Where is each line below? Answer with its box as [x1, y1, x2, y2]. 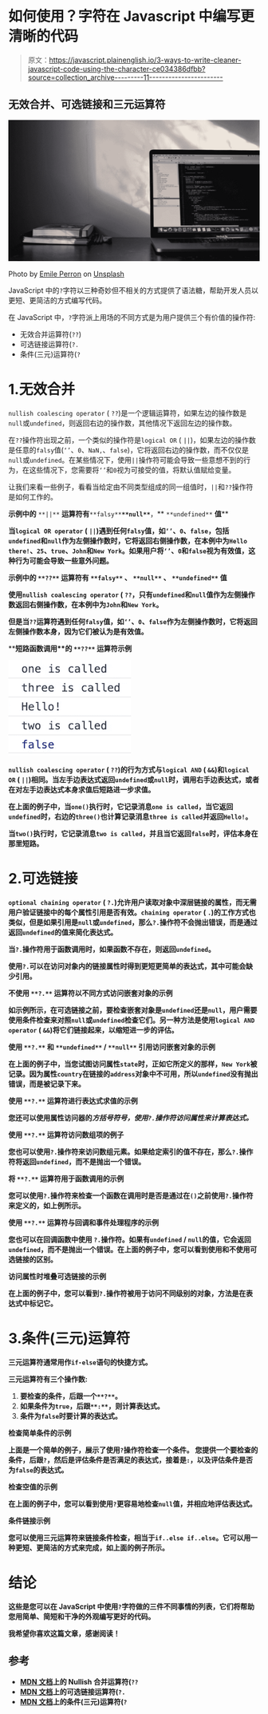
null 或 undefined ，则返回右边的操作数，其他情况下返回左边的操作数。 [8, 418, 237, 428]
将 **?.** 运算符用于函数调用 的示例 [8, 1174, 124, 1183]
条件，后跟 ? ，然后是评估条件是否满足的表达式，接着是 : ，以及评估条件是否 [8, 1455, 254, 1465]
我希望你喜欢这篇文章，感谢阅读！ [8, 1629, 120, 1638]
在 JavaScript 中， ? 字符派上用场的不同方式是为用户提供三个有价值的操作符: [8, 313, 256, 322]
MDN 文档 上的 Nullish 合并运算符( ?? [19, 1676, 139, 1686]
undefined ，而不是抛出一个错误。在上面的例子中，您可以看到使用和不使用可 [8, 1245, 258, 1254]
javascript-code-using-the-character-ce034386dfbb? [27, 64, 206, 73]
